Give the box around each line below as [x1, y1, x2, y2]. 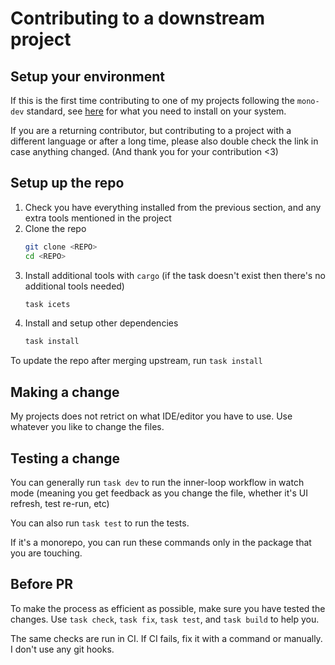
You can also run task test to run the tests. [10, 517, 190, 529]
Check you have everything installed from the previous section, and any [24, 201, 322, 213]
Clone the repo [24, 222, 87, 234]
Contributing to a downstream [10, 7, 266, 30]
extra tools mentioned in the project [24, 212, 172, 224]
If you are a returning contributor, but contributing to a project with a [10, 125, 292, 136]
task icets [24, 299, 71, 309]
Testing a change [10, 450, 120, 467]
